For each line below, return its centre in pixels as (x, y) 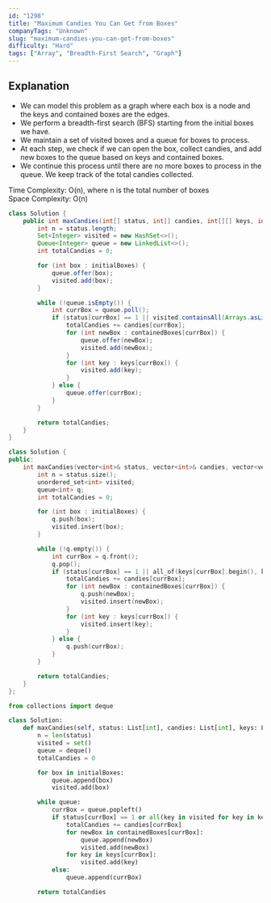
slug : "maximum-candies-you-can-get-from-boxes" (92, 38)
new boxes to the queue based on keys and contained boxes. (122, 157)
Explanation (39, 86)
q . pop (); (66, 564)
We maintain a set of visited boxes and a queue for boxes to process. (135, 140)
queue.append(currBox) (104, 878)
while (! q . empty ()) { (74, 549)
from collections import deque (61, 706)
